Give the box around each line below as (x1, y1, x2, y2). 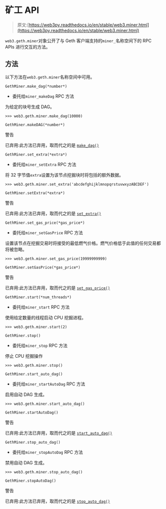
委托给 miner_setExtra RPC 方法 (12, 161, 77, 167)
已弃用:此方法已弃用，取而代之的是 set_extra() (5, 210, 101, 216)
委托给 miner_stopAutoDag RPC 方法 (12, 449, 83, 455)
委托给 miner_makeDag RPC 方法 (12, 93, 74, 99)
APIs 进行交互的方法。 (5, 44, 50, 50)
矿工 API (5, 4, 40, 16)
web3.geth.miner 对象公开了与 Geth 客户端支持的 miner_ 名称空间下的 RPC (5, 38, 152, 44)
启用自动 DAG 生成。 (5, 391, 47, 397)
